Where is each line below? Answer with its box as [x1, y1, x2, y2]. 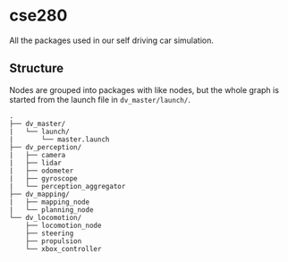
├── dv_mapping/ [9, 190, 70, 199]
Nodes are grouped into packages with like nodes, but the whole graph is [9, 84, 280, 95]
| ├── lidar [9, 158, 63, 167]
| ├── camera [9, 150, 66, 159]
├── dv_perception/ [9, 142, 82, 152]
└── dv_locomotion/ [9, 213, 82, 222]
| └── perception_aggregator [9, 182, 126, 190]
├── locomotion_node [25, 221, 102, 230]
